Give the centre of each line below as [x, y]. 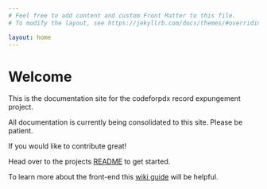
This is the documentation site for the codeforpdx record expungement [124, 98]
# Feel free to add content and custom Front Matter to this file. [122, 15]
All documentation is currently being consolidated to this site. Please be [126, 122]
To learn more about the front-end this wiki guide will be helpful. [113, 177]
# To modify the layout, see [56, 23]
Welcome [40, 77]
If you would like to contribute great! [68, 146]
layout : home [30, 37]
